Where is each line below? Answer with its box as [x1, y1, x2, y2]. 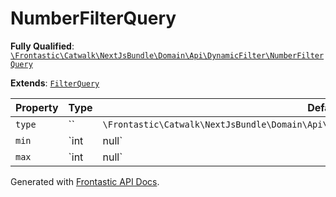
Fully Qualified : [10, 40, 75, 52]
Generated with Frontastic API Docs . [10, 175, 160, 187]
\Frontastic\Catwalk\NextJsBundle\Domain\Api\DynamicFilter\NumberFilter [10, 50, 325, 61]
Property [15, 100, 59, 114]
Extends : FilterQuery [10, 77, 100, 89]
